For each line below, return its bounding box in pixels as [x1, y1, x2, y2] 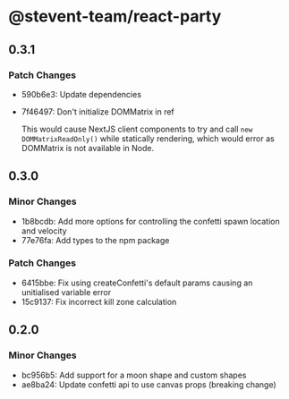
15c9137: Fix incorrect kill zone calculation [21, 296, 177, 307]
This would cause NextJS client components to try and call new [21, 123, 253, 134]
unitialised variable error [21, 286, 112, 297]
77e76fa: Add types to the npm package [21, 234, 170, 245]
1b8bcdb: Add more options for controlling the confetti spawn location [21, 216, 280, 226]
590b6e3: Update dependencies [21, 89, 142, 99]
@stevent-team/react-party [8, 6, 222, 27]
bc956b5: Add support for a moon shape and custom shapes [21, 369, 247, 380]
